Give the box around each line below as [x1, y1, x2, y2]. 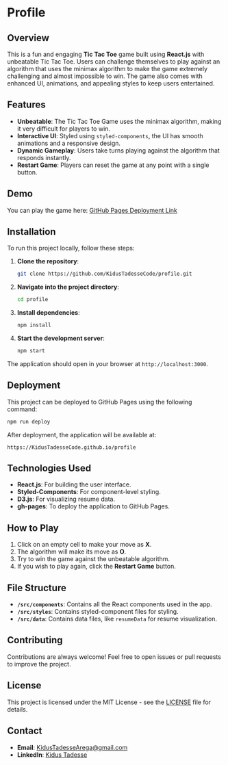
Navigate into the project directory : [16, 283, 120, 291]
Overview [7, 32, 50, 44]
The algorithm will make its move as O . [16, 547, 127, 556]
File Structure [7, 582, 66, 593]
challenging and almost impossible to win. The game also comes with [7, 72, 203, 80]
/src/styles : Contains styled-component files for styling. [16, 608, 179, 616]
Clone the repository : [16, 257, 79, 265]
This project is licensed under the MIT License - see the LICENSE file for [7, 698, 211, 706]
